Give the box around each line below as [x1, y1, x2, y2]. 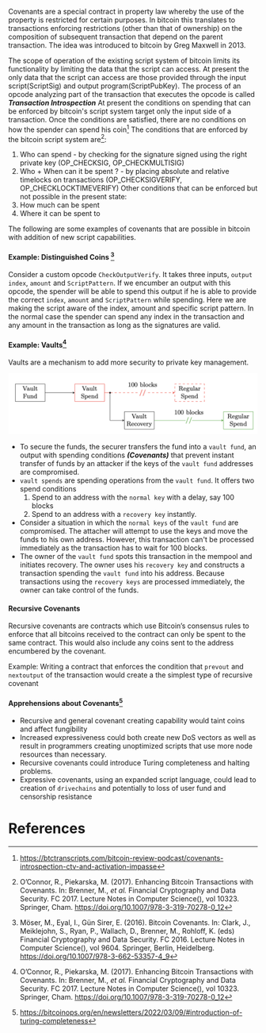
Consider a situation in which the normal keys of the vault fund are [19, 518, 239, 527]
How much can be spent [19, 200, 101, 210]
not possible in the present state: [19, 192, 127, 202]
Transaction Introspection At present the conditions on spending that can [8, 98, 251, 107]
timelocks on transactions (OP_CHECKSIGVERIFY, [19, 175, 182, 185]
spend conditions [19, 484, 77, 494]
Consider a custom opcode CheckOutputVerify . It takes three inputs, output [8, 270, 253, 279]
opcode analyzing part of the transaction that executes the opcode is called [8, 90, 256, 98]
